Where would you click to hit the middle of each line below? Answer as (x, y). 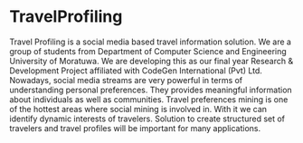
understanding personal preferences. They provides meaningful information (151, 90)
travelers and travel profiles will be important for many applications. (135, 128)
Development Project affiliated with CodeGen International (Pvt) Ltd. (136, 71)
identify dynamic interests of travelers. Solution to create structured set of (147, 119)
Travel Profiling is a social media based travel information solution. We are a (151, 42)
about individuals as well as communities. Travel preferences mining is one (149, 99)
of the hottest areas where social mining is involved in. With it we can (138, 109)
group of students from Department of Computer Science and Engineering (148, 51)
